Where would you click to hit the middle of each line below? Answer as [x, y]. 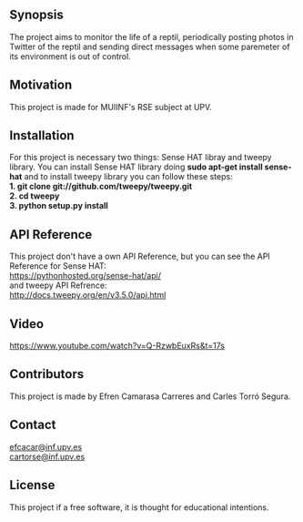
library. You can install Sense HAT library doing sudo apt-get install [136, 167]
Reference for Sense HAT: [58, 266]
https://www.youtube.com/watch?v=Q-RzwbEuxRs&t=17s [117, 346]
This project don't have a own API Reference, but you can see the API [140, 256]
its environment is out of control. [71, 56]
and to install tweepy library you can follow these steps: [129, 177]
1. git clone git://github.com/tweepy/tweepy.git [101, 187]
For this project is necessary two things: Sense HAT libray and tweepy [141, 158]
